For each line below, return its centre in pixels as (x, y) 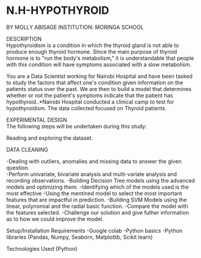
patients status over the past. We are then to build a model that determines (99, 89)
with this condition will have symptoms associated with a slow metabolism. (99, 64)
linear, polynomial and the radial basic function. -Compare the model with (97, 206)
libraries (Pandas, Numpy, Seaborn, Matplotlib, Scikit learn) (79, 237)
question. (18, 168)
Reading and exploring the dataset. (50, 138)
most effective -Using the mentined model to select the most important (94, 193)
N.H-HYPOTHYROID (58, 11)
